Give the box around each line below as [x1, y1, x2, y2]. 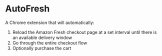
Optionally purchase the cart [12, 45, 71, 51]
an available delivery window [12, 34, 72, 40]
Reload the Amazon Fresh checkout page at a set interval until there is [12, 29, 157, 35]
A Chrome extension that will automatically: [5, 19, 94, 25]
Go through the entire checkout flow [12, 39, 87, 45]
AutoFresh [5, 3, 50, 14]
